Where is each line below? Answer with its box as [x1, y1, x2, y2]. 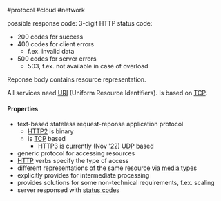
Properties [7, 104, 39, 113]
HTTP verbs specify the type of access [17, 157, 129, 165]
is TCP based [27, 135, 66, 143]
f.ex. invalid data [27, 48, 75, 55]
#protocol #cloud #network [7, 6, 85, 14]
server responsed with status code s [17, 186, 119, 194]
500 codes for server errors [17, 55, 97, 63]
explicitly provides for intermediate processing [17, 171, 150, 180]
